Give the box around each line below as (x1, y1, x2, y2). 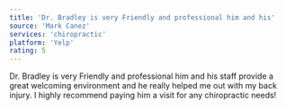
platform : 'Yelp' (9, 38, 75, 47)
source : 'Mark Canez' (9, 21, 91, 30)
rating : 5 (9, 46, 47, 55)
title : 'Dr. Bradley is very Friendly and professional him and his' (9, 13, 276, 22)
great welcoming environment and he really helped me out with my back (9, 80, 277, 91)
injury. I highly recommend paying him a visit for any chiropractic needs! (9, 90, 277, 101)
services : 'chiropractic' (9, 29, 106, 38)
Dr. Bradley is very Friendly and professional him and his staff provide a (9, 71, 274, 81)
